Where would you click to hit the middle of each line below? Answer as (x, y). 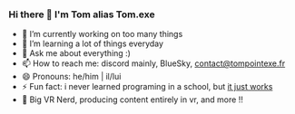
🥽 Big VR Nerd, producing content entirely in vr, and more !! (133, 100)
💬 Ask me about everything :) (76, 53)
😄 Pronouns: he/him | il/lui (71, 77)
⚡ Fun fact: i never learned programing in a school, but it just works (147, 87)
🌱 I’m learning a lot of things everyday (93, 43)
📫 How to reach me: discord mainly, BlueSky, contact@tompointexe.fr (153, 63)
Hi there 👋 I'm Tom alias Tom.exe (82, 14)
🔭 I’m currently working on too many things (102, 34)
